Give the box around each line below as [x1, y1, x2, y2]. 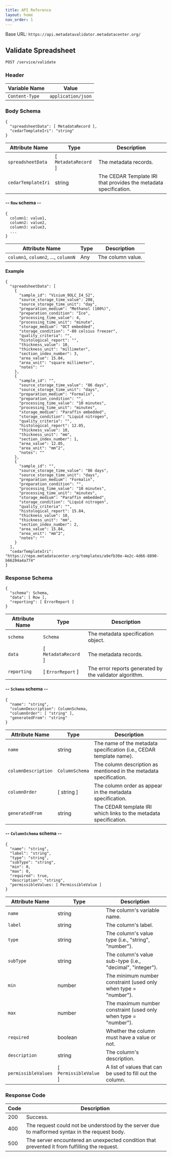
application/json [49, 94, 92, 99]
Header [5, 71, 25, 79]
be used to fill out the [105, 1070, 157, 1077]
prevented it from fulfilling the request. [26, 1143, 119, 1150]
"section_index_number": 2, [18, 522, 79, 527]
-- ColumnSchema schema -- [5, 830, 62, 836]
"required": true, [10, 873, 50, 879]
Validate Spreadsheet [5, 46, 76, 54]
